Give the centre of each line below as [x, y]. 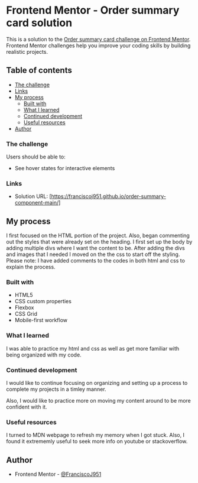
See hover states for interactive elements [65, 168]
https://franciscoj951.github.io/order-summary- [109, 196]
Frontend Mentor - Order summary [93, 10]
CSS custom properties [43, 302]
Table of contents [39, 71]
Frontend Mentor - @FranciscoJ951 [58, 474]
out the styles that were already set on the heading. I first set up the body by [99, 242]
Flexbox [24, 307]
